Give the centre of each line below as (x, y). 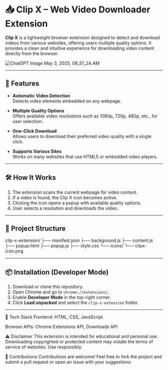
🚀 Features (22, 84)
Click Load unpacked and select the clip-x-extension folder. (75, 302)
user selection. (28, 121)
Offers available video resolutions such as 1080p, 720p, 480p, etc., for (85, 116)
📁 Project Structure (35, 228)
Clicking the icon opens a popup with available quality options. (77, 202)
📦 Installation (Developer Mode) (57, 272)
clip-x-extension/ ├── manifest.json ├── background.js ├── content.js (79, 240)
